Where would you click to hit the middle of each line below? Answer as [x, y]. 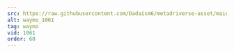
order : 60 [22, 39]
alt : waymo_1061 [31, 20]
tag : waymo [23, 26]
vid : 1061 [22, 33]
